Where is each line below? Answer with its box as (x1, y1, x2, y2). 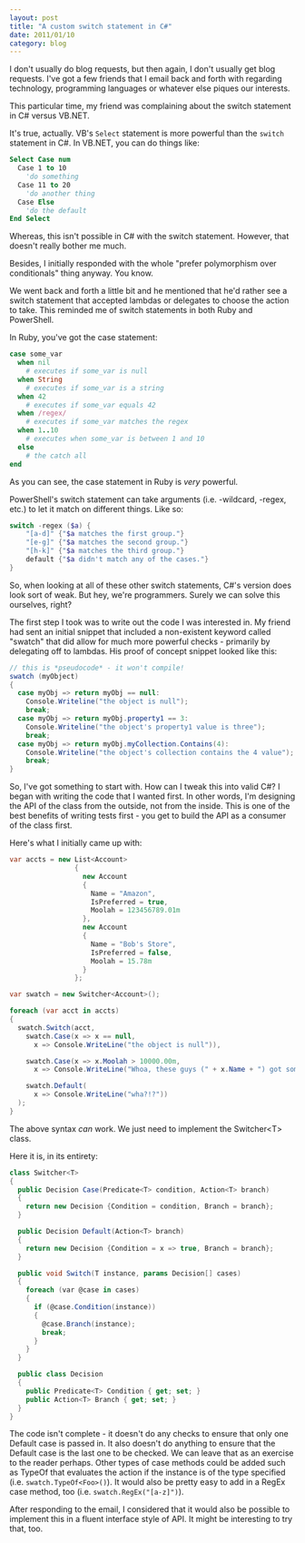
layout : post (9, 13, 59, 23)
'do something (25, 172, 79, 181)
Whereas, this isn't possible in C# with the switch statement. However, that (9, 231, 290, 242)
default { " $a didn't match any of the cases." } (25, 555, 209, 564)
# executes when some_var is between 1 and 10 (25, 434, 205, 443)
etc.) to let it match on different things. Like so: (9, 503, 184, 514)
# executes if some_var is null (25, 367, 148, 376)
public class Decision (17, 1370, 103, 1379)
